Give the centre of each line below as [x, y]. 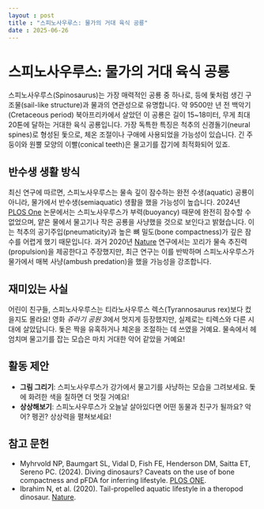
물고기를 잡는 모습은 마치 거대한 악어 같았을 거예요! [107, 339]
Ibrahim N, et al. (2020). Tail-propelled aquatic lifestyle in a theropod [131, 488]
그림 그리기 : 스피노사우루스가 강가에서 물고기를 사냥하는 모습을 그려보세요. [133, 386]
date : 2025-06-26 [38, 30]
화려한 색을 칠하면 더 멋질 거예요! [79, 397]
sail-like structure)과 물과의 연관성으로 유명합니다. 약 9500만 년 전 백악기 [137, 105]
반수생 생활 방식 [44, 172]
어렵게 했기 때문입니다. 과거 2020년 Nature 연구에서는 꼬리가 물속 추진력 [135, 242]
